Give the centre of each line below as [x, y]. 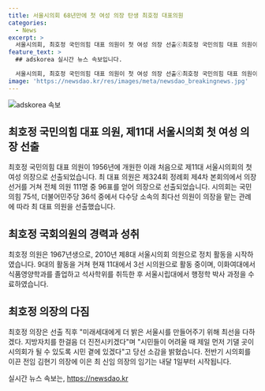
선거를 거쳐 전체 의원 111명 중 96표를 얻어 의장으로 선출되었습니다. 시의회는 [123, 187]
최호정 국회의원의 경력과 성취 [74, 234]
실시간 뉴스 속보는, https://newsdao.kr [68, 378]
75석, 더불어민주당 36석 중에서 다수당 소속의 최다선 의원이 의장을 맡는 [130, 197]
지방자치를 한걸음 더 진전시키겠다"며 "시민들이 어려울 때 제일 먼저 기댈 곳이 [140, 342]
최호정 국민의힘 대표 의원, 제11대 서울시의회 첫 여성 [123, 132]
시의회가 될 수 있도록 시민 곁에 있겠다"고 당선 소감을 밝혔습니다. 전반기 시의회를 [129, 352]
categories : [28, 23]
